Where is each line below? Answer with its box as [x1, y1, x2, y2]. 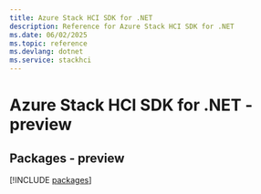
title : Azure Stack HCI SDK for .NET [9, 13, 153, 23]
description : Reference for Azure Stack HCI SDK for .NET [9, 22, 235, 31]
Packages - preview [9, 150, 125, 166]
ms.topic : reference [9, 38, 89, 48]
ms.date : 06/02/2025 [9, 30, 89, 39]
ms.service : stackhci [9, 56, 92, 65]
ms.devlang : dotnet [9, 47, 84, 56]
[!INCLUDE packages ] [9, 175, 92, 185]
